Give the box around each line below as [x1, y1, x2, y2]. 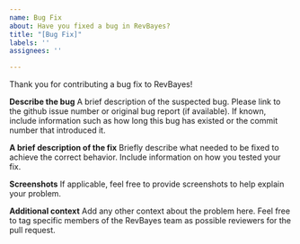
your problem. [9, 188, 61, 199]
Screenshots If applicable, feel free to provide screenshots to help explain [9, 179, 285, 189]
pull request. [9, 225, 56, 236]
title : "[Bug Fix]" [9, 30, 83, 39]
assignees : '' [9, 47, 63, 56]
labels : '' [9, 38, 50, 48]
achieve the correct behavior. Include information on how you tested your [9, 152, 281, 162]
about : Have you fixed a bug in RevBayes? [9, 22, 171, 30]
